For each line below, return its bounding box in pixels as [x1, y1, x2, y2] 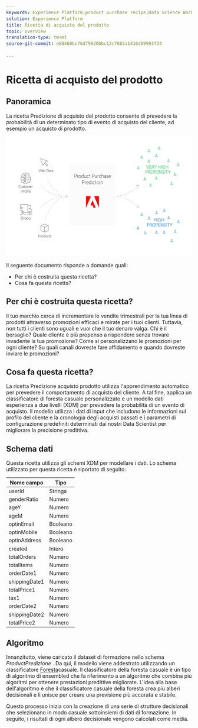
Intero [49, 545, 64, 552]
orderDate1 [8, 570, 37, 577]
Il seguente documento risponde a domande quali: [6, 261, 128, 268]
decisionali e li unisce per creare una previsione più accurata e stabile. [6, 691, 177, 698]
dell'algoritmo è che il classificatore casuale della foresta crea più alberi [6, 685, 180, 692]
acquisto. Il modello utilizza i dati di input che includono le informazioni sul [6, 408, 187, 415]
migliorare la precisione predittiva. [6, 426, 89, 434]
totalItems [8, 562, 33, 569]
